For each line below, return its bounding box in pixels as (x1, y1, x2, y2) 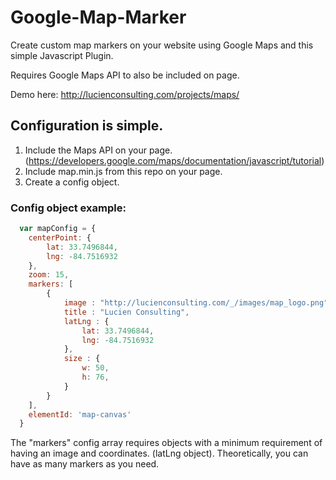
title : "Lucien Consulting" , (63, 307, 190, 317)
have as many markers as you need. (10, 458, 160, 470)
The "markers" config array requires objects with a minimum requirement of (10, 437, 323, 449)
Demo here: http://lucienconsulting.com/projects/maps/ (10, 88, 240, 100)
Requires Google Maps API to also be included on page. (10, 69, 240, 81)
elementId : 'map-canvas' (28, 409, 132, 420)
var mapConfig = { (19, 224, 97, 234)
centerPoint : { (28, 232, 92, 243)
